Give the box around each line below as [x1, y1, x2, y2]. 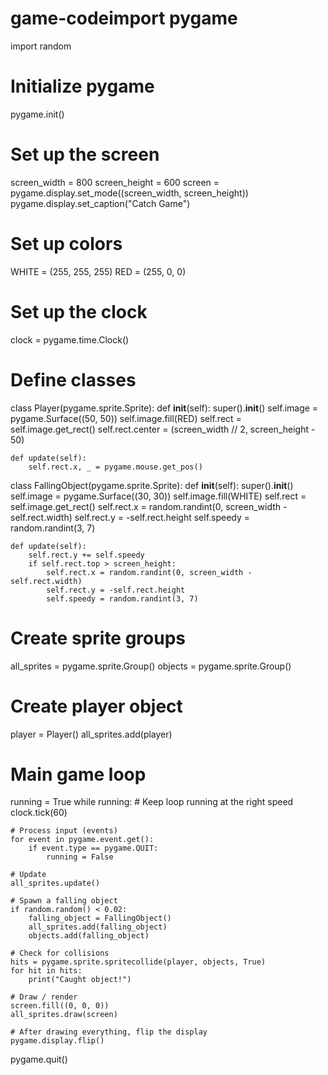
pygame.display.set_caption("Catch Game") [10, 197, 191, 209]
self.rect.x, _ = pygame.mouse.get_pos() [28, 462, 203, 472]
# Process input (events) [10, 826, 118, 836]
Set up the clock [10, 300, 148, 323]
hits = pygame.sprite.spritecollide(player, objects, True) [10, 957, 267, 967]
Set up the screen [10, 143, 160, 166]
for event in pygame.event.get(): [10, 835, 155, 845]
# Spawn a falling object [10, 896, 118, 906]
